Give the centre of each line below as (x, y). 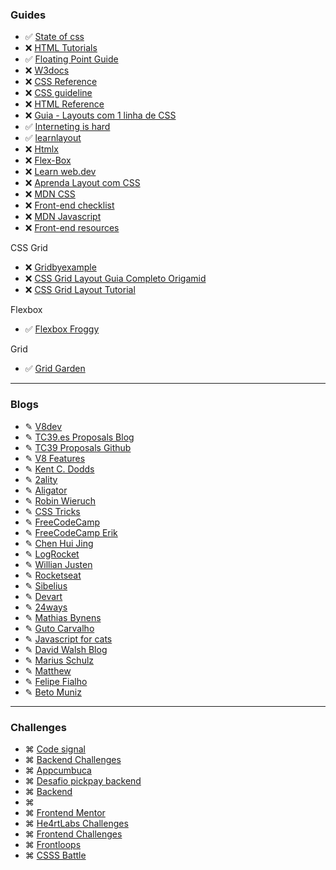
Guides (28, 15)
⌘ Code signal (55, 749)
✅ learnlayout (53, 138)
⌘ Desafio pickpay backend (83, 780)
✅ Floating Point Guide (71, 59)
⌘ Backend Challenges (73, 759)
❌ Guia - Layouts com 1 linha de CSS (100, 115)
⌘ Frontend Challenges (73, 834)
